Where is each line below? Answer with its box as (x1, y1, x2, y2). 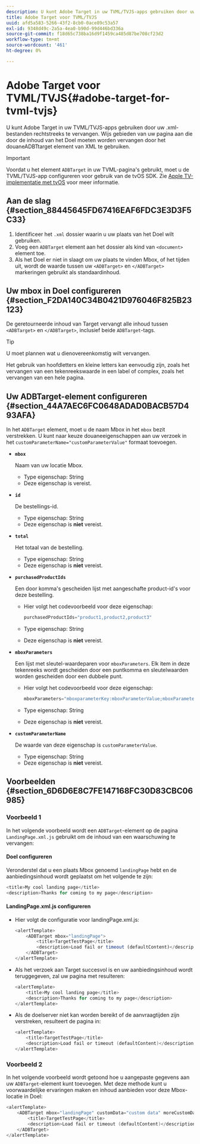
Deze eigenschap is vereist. (23, 480, 92, 487)
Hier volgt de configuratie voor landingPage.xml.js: (14, 916, 140, 923)
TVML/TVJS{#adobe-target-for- (6, 91, 170, 105)
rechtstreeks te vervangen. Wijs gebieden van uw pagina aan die (33, 130, 193, 137)
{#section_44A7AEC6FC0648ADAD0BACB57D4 (6, 401, 189, 411)
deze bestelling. (14, 591, 54, 599)
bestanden (6, 130, 33, 137)
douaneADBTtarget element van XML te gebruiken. (6, 143, 131, 150)
